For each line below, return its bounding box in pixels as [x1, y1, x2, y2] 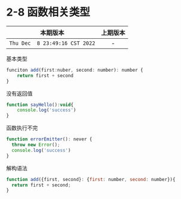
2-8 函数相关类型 [6, 5, 90, 19]
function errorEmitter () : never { [6, 136, 93, 142]
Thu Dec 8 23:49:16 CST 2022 [9, 39, 96, 47]
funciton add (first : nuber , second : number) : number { [6, 67, 144, 73]
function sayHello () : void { [6, 102, 74, 108]
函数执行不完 [6, 124, 38, 131]
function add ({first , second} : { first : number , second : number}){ [6, 176, 176, 182]
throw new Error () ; [11, 142, 61, 148]
